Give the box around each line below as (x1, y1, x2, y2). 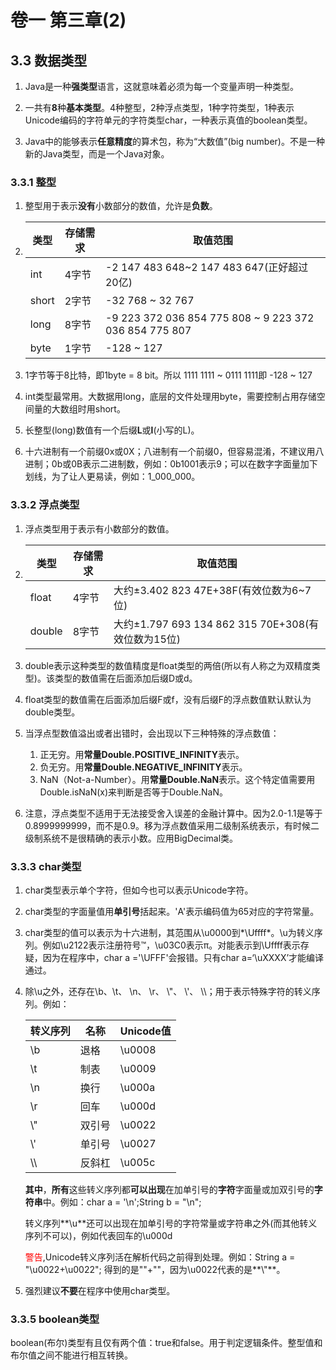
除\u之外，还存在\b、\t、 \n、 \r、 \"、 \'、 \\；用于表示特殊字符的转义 (24, 985, 312, 997)
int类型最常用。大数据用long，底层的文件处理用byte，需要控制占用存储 (24, 391, 317, 403)
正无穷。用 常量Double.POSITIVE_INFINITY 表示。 (39, 748, 245, 760)
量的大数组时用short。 (33, 403, 126, 415)
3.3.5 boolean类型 (10, 1312, 100, 1326)
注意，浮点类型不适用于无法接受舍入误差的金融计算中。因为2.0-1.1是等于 (24, 807, 323, 819)
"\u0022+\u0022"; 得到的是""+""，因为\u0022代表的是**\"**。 (24, 1263, 286, 1275)
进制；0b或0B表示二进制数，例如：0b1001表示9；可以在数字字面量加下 (24, 458, 318, 470)
